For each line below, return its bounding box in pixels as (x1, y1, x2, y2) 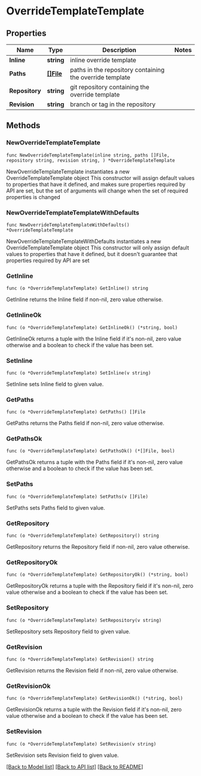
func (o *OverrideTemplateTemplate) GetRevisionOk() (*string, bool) (6, 696, 184, 702)
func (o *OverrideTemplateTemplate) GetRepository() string (6, 533, 160, 539)
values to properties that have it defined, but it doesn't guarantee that (6, 250, 178, 257)
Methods (6, 121, 41, 131)
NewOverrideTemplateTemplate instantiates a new (6, 168, 130, 175)
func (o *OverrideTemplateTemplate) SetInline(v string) (6, 370, 151, 376)
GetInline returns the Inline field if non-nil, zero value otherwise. (6, 296, 163, 303)
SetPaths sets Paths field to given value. (6, 504, 105, 511)
